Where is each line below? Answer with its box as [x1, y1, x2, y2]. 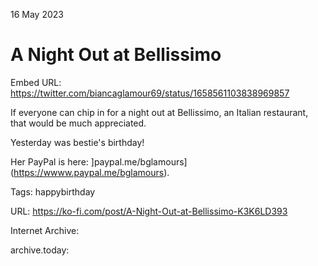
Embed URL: [10, 76, 62, 88]
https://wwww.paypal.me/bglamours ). [13, 166, 170, 178]
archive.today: [10, 244, 70, 256]
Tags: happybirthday [10, 185, 96, 198]
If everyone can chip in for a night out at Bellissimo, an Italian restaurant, [10, 106, 309, 118]
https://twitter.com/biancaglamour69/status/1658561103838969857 [10, 87, 290, 99]
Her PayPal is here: [10, 155, 89, 168]
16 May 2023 [10, 9, 64, 20]
